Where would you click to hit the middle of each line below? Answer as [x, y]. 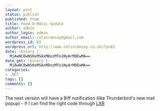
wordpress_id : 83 [23, 42]
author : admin [20, 28]
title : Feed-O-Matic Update [34, 24]
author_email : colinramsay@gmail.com [44, 38]
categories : [17, 70]
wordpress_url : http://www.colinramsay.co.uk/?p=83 [60, 47]
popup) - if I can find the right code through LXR [55, 103]
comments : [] [19, 84]
